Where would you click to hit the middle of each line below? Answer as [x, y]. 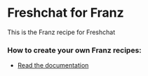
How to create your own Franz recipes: [74, 50]
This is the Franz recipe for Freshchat [61, 32]
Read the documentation [53, 66]
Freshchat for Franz [66, 13]
